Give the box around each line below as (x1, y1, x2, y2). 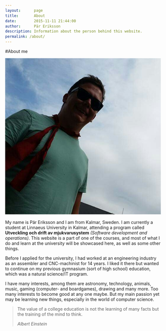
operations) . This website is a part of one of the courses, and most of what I (5, 235, 160, 241)
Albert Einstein (17, 321, 47, 327)
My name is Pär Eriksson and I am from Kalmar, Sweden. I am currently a (5, 220, 153, 225)
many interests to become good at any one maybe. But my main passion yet (5, 291, 160, 297)
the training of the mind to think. (17, 311, 83, 317)
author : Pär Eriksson (5, 24, 61, 29)
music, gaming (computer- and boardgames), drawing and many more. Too (5, 286, 159, 292)
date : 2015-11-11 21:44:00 (5, 18, 77, 23)
